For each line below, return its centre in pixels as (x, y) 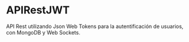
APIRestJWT (38, 10)
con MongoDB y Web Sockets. (43, 32)
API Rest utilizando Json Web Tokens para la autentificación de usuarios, (95, 26)
